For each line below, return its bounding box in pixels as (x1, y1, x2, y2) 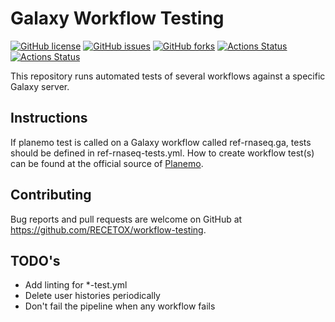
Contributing (10, 187, 92, 204)
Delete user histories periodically (24, 290, 161, 302)
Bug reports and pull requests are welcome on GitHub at (10, 213, 243, 225)
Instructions (10, 110, 88, 127)
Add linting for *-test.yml (24, 279, 128, 291)
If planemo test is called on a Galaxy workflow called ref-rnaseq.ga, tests (10, 136, 312, 148)
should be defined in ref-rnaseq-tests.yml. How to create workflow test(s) (10, 147, 315, 159)
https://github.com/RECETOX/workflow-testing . (10, 223, 207, 236)
